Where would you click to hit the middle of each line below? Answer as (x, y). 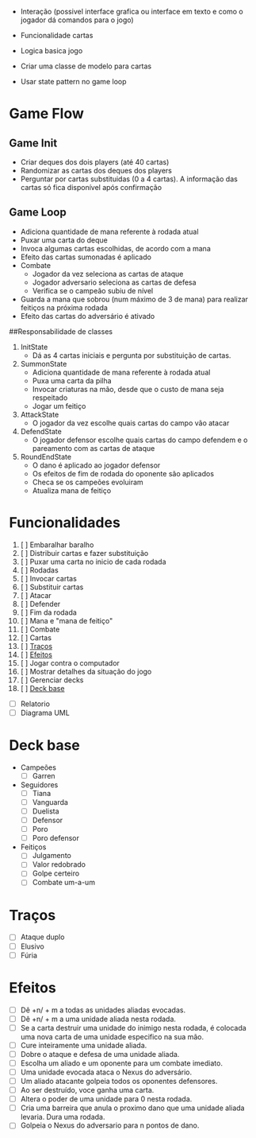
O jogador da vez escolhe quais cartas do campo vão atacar (131, 423)
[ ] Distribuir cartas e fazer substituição (84, 553)
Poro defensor (56, 838)
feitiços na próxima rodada (64, 307)
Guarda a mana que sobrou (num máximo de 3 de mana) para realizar (134, 299)
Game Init (33, 143)
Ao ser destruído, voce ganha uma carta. (87, 1090)
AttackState (40, 414)
